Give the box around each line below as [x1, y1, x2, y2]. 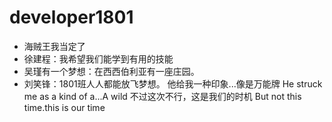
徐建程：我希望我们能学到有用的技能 [23, 52, 174, 65]
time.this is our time [23, 101, 106, 113]
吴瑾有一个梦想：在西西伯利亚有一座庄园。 [23, 65, 200, 77]
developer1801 [9, 6, 134, 29]
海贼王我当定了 [23, 40, 86, 52]
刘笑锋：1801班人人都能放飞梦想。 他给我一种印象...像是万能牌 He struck [23, 77, 323, 90]
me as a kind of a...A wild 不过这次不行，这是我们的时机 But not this [23, 90, 302, 102]
